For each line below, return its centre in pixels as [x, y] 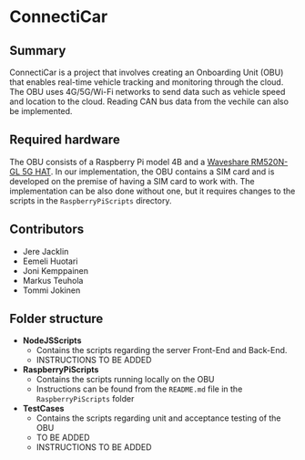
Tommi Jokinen [51, 290]
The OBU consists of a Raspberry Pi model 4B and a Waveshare [129, 162]
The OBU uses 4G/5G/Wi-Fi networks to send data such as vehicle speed [147, 92]
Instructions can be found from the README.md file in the [139, 389]
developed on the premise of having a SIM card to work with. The [132, 181]
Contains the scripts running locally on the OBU [126, 380]
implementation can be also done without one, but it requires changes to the [152, 191]
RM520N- [269, 162]
